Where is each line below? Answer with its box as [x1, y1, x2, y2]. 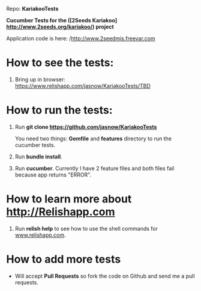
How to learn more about [6, 192, 132, 206]
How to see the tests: [6, 56, 114, 70]
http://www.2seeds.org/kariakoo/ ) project [6, 23, 114, 30]
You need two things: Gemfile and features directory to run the [14, 135, 172, 142]
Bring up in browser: [14, 75, 66, 83]
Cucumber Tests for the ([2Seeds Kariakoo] [6, 17, 118, 23]
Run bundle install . [14, 153, 63, 160]
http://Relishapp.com [6, 205, 115, 219]
